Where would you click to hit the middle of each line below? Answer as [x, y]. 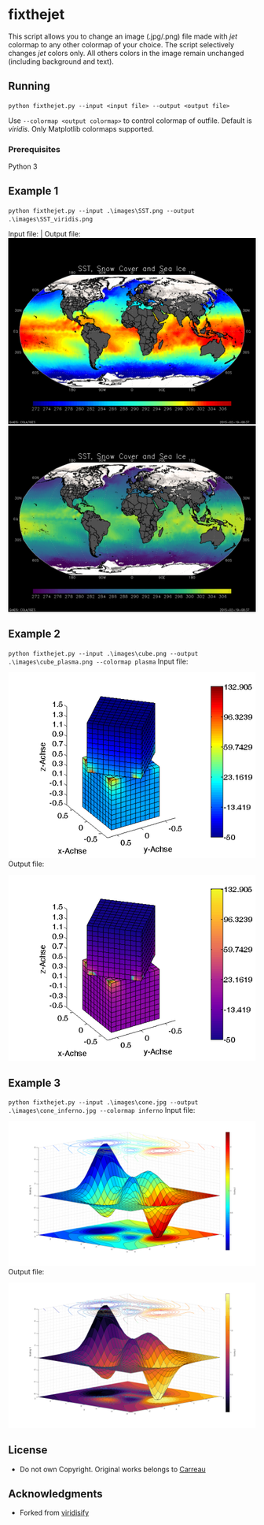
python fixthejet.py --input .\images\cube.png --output [103, 653]
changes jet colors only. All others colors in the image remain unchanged [126, 53]
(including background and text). [61, 61]
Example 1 [33, 191]
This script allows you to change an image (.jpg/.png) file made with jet [123, 36]
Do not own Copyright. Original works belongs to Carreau [112, 1469]
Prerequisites [34, 149]
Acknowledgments [56, 1494]
